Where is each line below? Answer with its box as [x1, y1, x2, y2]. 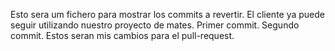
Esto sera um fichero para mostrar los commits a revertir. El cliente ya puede [10, 9, 326, 20]
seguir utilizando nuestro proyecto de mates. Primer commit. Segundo [10, 19, 300, 31]
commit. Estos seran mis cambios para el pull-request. [10, 30, 235, 41]
